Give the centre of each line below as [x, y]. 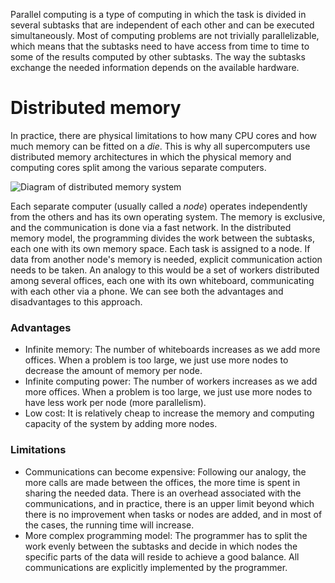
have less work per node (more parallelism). [115, 403]
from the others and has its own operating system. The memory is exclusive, [168, 216]
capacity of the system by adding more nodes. [121, 424]
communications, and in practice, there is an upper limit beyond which [169, 503]
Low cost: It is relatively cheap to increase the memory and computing [169, 413]
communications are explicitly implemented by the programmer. [156, 567]
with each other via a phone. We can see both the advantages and [147, 291]
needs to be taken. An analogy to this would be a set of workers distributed [165, 270]
